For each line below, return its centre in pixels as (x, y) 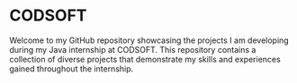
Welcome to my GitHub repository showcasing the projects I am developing (149, 40)
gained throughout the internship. (72, 69)
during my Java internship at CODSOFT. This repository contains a (133, 49)
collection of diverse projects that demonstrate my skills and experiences (145, 59)
